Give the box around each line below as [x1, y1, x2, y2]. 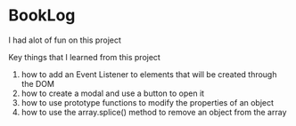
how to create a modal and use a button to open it [21, 88, 205, 98]
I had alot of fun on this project [8, 35, 122, 45]
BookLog [8, 5, 76, 26]
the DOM [21, 78, 55, 89]
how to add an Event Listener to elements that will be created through [21, 68, 277, 80]
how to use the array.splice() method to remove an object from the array [21, 106, 287, 117]
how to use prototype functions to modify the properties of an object [21, 97, 274, 107]
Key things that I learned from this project [8, 51, 161, 62]
